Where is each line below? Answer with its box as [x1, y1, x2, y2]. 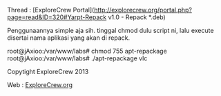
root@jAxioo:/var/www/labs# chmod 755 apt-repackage [7, 47, 167, 55]
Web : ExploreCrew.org [7, 81, 73, 88]
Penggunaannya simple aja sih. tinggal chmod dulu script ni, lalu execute [7, 27, 214, 34]
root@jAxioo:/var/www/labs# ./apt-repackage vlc [7, 54, 148, 62]
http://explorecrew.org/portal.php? [94, 6, 192, 14]
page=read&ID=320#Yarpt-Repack [7, 13, 107, 21]
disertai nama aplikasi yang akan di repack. [7, 34, 130, 42]
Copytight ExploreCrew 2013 [7, 68, 89, 75]
